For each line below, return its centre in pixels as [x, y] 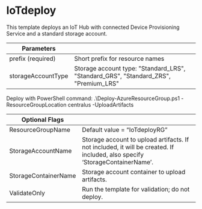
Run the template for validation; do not [136, 189]
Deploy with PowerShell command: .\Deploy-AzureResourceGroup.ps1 [93, 98]
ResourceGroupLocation [36, 104]
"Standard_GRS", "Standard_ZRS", [123, 76]
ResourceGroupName [40, 129]
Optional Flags [43, 119]
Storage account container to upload [134, 172]
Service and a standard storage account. [57, 33]
